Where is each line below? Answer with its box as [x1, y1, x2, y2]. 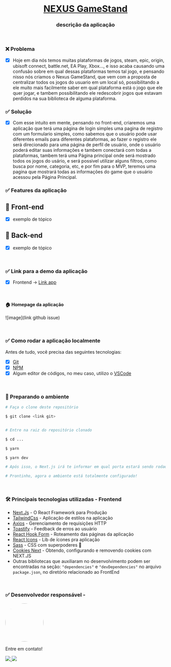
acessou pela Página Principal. [12, 174, 77, 180]
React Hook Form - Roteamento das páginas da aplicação [12, 531, 134, 537]
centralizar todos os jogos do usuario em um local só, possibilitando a [12, 79, 159, 85]
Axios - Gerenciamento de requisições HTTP [12, 520, 107, 526]
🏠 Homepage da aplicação [5, 301, 64, 307]
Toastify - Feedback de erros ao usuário [12, 525, 97, 531]
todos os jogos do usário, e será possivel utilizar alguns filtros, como [12, 158, 157, 164]
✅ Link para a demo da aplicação [5, 268, 88, 275]
